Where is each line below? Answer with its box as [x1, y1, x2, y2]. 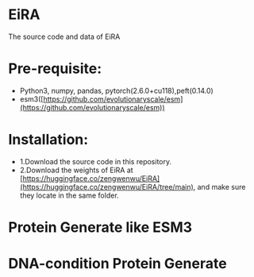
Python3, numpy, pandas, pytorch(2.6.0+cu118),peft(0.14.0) [19, 86, 214, 95]
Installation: [8, 131, 89, 148]
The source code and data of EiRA [8, 32, 121, 41]
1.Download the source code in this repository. [19, 156, 172, 166]
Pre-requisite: [8, 60, 102, 78]
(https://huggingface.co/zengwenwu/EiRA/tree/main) [19, 182, 194, 191]
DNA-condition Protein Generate [8, 255, 228, 273]
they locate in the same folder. [19, 190, 119, 200]
